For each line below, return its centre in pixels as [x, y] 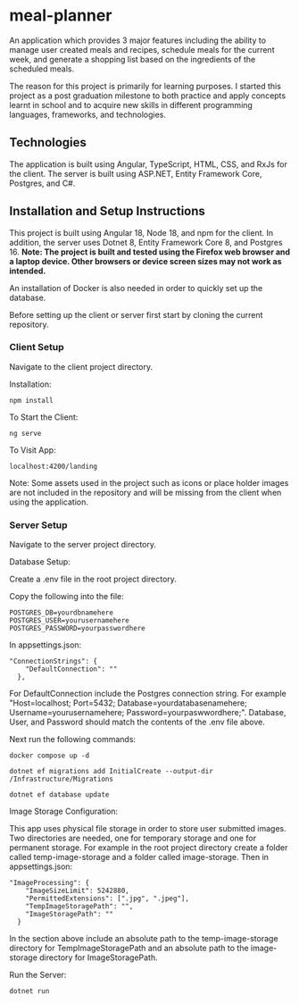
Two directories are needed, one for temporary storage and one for [133, 838]
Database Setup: [40, 562]
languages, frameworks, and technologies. [88, 114]
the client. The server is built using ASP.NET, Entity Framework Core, [136, 173]
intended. [28, 271]
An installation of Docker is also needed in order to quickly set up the [136, 288]
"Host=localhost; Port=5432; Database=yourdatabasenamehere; [128, 703]
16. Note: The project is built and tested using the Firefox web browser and [150, 252]
